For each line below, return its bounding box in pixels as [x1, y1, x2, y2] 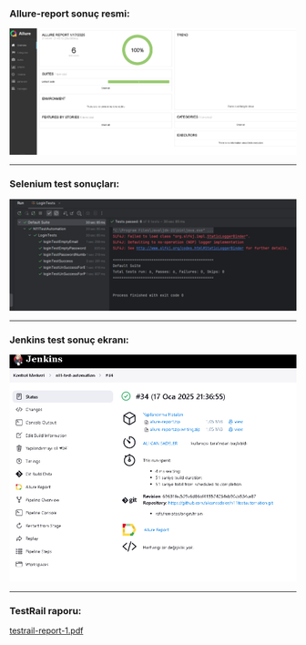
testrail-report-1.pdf [9, 625, 84, 636]
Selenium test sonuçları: [9, 178, 120, 190]
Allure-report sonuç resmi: [9, 7, 130, 20]
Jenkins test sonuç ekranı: [9, 333, 129, 346]
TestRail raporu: [9, 604, 82, 617]
